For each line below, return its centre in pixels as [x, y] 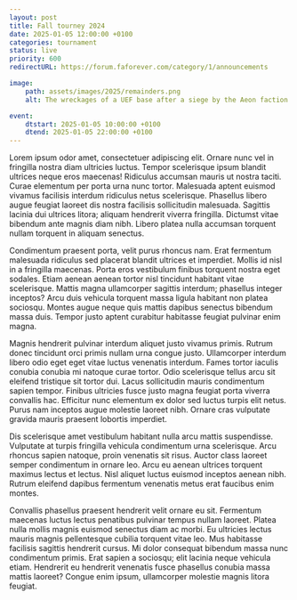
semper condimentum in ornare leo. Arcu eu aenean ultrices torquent [136, 465]
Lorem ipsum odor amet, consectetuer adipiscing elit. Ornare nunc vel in [141, 158]
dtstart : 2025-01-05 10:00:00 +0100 [93, 124]
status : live [33, 51]
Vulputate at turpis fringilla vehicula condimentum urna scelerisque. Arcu [143, 446]
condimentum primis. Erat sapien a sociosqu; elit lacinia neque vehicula [140, 558]
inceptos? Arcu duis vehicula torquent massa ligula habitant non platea [139, 298]
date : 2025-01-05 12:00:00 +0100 [71, 34]
